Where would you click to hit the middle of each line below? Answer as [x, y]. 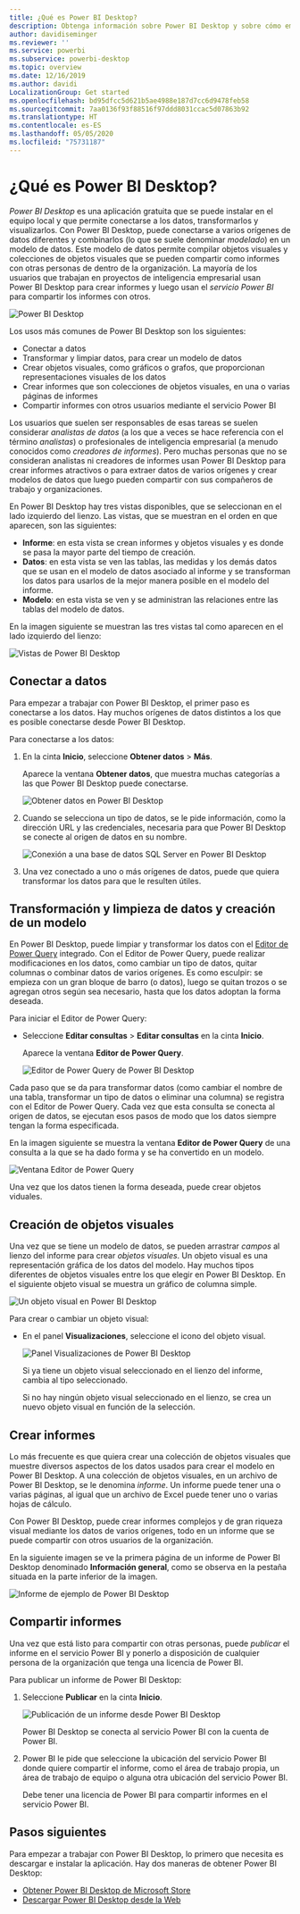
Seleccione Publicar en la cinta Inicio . [92, 1697]
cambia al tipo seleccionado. [75, 1380]
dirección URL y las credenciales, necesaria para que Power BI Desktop [154, 827]
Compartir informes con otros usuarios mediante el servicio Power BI [149, 405]
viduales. [26, 1197]
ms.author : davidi [43, 84]
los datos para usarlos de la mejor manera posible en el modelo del [146, 581]
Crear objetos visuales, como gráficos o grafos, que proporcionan [143, 367]
